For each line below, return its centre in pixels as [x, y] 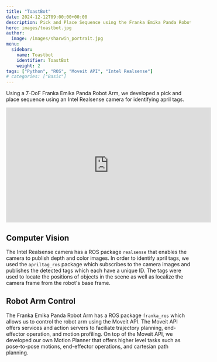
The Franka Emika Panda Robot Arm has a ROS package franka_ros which [96, 315]
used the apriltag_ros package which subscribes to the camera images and [98, 264]
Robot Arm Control [41, 301]
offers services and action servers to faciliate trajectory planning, [85, 328]
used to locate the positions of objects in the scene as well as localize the [95, 276]
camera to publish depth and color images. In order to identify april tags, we [97, 258]
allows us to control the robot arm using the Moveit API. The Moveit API [92, 321]
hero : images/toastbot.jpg [39, 28]
